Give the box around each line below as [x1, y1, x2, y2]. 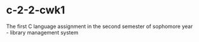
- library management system [6, 29, 78, 36]
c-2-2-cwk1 [6, 3, 65, 17]
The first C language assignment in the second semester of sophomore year [6, 23, 193, 30]
